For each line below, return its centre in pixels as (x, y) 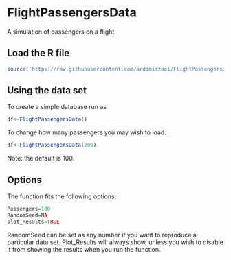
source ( (18, 69)
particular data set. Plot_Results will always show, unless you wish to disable (115, 242)
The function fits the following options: (62, 196)
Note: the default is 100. (41, 158)
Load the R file (38, 53)
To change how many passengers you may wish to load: (87, 132)
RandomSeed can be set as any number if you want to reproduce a (102, 235)
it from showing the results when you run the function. (84, 249)
